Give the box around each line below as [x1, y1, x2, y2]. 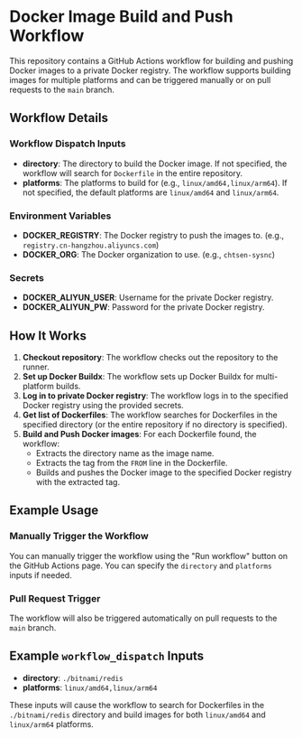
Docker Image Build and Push [9, 6, 233, 27]
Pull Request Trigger [9, 592, 101, 604]
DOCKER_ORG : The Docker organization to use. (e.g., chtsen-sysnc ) [22, 248, 276, 259]
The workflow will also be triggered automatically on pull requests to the [9, 612, 278, 624]
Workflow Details [9, 110, 108, 126]
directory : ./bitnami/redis [22, 672, 124, 683]
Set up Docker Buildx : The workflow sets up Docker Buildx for [22, 371, 254, 382]
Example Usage [9, 503, 99, 518]
